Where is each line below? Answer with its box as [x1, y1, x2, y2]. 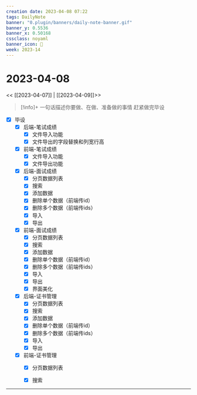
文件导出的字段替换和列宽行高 [32, 138, 104, 145]
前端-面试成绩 [23, 227, 57, 234]
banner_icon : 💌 [6, 42, 43, 48]
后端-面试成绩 [23, 168, 57, 175]
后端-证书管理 [23, 293, 57, 300]
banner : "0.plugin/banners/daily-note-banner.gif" [6, 19, 133, 25]
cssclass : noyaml [6, 36, 49, 42]
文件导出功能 [32, 160, 63, 167]
